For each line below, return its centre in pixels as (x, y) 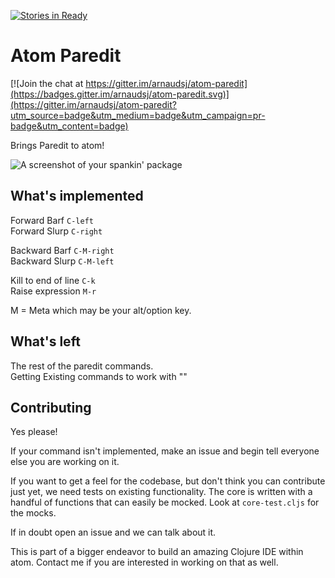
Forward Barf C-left (52, 220)
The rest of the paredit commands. (82, 366)
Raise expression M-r (53, 291)
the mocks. (33, 513)
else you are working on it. (65, 462)
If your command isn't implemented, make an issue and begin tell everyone (165, 451)
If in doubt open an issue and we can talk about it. (113, 532)
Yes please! (34, 432)
